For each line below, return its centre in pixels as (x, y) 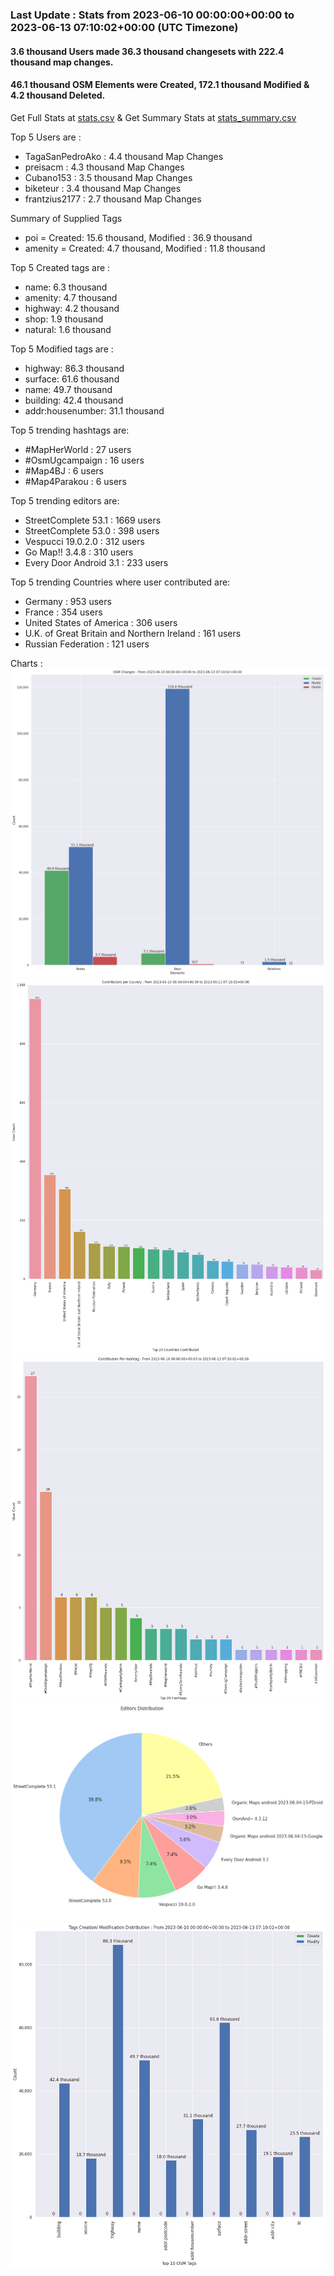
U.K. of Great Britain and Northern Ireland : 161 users (133, 633)
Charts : (26, 663)
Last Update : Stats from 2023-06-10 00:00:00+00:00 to (152, 15)
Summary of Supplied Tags (66, 218)
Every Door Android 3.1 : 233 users (96, 562)
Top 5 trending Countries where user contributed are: (120, 582)
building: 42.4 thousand (74, 400)
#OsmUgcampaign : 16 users (84, 460)
